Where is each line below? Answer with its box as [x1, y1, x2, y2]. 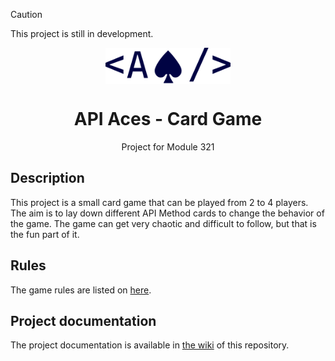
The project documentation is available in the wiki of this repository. [10, 339, 290, 351]
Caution [10, 9, 43, 20]
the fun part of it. [10, 228, 80, 240]
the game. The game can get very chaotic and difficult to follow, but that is [10, 217, 317, 229]
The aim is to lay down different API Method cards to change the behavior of [10, 207, 325, 219]
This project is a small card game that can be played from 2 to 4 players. [10, 196, 309, 208]
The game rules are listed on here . [10, 284, 152, 296]
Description [10, 170, 85, 187]
